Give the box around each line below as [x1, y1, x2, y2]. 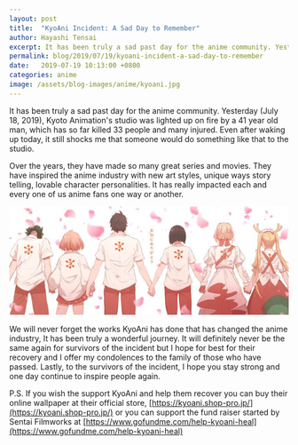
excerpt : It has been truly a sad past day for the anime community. [9, 43, 272, 52]
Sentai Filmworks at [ [9, 417, 87, 427]
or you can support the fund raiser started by [114, 407, 280, 417]
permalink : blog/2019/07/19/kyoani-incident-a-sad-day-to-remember [9, 52, 264, 61]
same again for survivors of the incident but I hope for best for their [9, 343, 255, 354]
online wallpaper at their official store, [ [9, 398, 153, 409]
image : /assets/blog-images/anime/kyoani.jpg [9, 80, 180, 89]
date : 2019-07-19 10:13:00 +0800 [9, 61, 141, 70]
